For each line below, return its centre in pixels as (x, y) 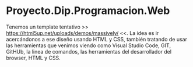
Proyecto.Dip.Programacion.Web (88, 11)
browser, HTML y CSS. (34, 58)
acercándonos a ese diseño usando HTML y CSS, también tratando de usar (97, 39)
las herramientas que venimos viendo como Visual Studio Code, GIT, (88, 45)
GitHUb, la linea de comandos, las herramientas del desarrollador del (89, 51)
